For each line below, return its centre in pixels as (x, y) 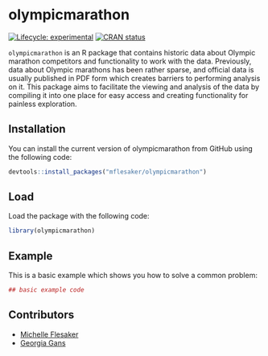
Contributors (41, 315)
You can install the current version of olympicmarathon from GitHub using (131, 148)
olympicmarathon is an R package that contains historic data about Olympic (132, 52)
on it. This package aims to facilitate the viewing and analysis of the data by (134, 87)
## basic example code (46, 290)
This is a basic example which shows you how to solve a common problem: (133, 276)
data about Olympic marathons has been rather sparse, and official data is (131, 69)
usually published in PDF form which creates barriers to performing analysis (134, 78)
